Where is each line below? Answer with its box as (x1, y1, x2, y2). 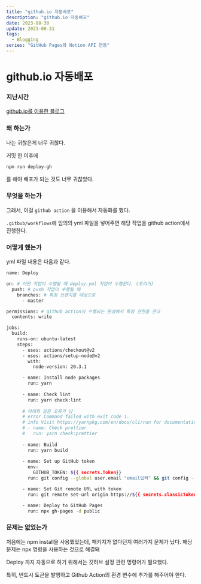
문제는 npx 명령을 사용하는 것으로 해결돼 (6, 546, 100, 553)
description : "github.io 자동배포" (6, 14, 90, 20)
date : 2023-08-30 (6, 20, 50, 26)
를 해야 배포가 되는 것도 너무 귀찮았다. (6, 175, 94, 182)
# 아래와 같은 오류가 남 (22, 408, 73, 414)
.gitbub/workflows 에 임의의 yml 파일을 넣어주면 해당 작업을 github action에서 (6, 219, 190, 226)
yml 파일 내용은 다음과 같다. (6, 258, 71, 265)
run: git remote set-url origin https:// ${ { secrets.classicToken (28, 492, 197, 498)
